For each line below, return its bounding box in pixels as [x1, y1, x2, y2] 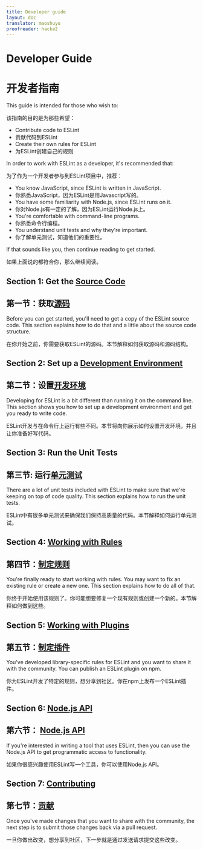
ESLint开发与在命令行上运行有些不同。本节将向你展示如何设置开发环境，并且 [6, 422, 197, 429]
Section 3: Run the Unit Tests [6, 448, 118, 458]
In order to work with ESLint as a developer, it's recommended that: [6, 160, 174, 167]
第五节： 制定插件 [6, 642, 70, 652]
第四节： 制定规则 [6, 559, 70, 570]
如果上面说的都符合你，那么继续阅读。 [6, 258, 101, 265]
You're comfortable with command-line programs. [14, 213, 140, 220]
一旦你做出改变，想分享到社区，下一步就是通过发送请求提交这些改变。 [6, 836, 181, 843]
